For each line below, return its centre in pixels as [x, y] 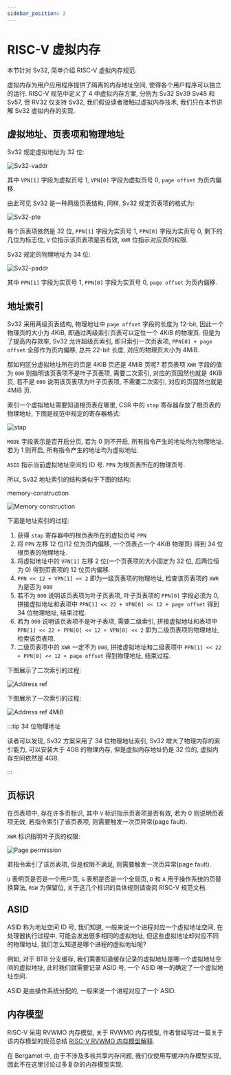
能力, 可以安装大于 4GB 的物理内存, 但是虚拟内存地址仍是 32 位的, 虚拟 [113, 749]
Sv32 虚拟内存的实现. [45, 110]
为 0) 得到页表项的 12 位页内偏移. [64, 570]
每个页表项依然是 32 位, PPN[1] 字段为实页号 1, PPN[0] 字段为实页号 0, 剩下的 [115, 231]
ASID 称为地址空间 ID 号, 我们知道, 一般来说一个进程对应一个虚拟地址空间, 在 [115, 927]
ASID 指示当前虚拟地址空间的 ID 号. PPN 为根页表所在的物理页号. [96, 465]
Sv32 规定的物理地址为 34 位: [49, 255]
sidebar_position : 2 [37, 13]
